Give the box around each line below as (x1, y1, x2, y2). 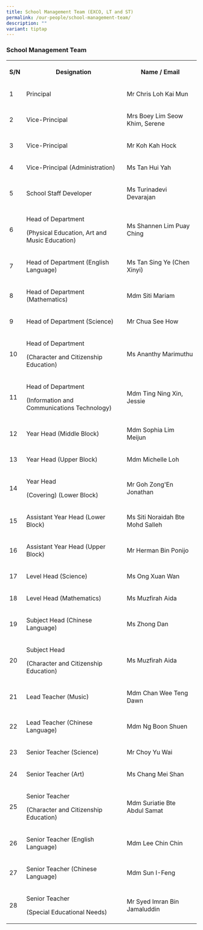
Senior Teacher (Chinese (26, 864, 97, 873)
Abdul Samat (126, 806, 163, 815)
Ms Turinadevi (126, 185, 167, 194)
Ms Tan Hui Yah (126, 163, 171, 172)
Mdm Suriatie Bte (126, 798, 176, 807)
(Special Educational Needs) (26, 908, 108, 916)
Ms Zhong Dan (126, 619, 169, 628)
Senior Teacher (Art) (26, 770, 85, 778)
